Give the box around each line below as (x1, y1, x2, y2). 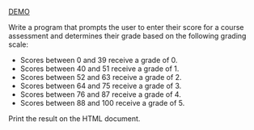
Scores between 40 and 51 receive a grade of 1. (19, 64, 180, 73)
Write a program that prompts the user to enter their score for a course (8, 23, 244, 31)
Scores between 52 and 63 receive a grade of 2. (19, 73, 182, 82)
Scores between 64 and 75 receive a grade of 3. (19, 81, 182, 90)
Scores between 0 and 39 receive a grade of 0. (19, 56, 178, 65)
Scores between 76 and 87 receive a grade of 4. (19, 90, 182, 99)
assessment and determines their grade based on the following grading (8, 31, 247, 40)
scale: (8, 40, 28, 49)
